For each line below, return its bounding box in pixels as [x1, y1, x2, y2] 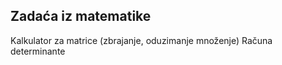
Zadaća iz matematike [10, 8, 152, 25]
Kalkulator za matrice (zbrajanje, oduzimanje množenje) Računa [10, 34, 273, 46]
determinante [10, 45, 66, 57]
